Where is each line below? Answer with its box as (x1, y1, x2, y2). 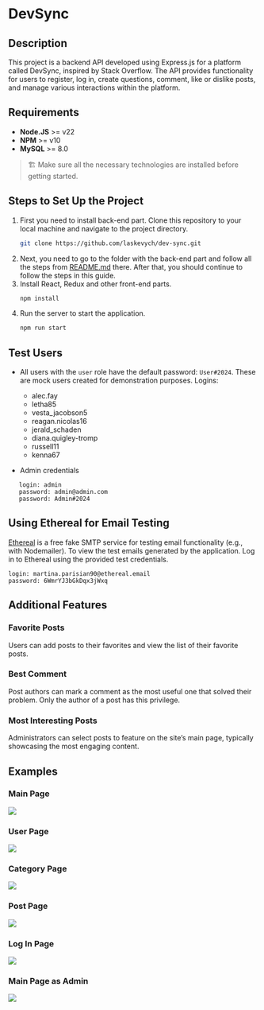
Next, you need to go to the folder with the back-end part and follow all (19, 254, 252, 263)
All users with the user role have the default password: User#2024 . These (19, 367, 256, 377)
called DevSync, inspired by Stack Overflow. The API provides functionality (8, 66, 254, 76)
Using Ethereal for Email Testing (8, 516, 170, 530)
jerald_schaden (31, 425, 82, 434)
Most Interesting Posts (8, 715, 98, 726)
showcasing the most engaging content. (8, 741, 140, 752)
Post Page (8, 900, 48, 911)
